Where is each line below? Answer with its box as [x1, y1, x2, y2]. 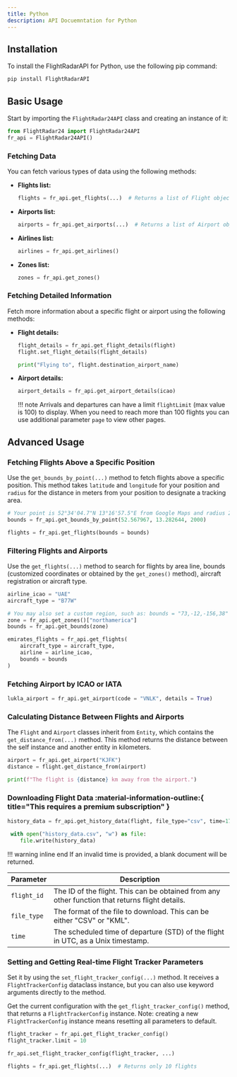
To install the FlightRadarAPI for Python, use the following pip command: [7, 62, 217, 71]
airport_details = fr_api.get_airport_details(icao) [17, 387, 176, 395]
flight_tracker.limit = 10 [7, 1037, 87, 1044]
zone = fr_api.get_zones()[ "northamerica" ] [7, 617, 138, 624]
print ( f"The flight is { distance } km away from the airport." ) [7, 776, 197, 783]
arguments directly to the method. [7, 988, 107, 997]
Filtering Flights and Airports [7, 546, 108, 556]
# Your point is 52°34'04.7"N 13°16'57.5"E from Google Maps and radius [7, 510, 226, 517]
